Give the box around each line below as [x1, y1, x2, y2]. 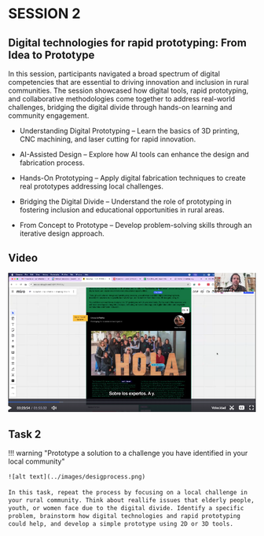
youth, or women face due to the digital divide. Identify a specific [8, 505, 244, 512]
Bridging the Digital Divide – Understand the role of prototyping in [19, 197, 232, 206]
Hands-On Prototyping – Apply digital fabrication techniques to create [19, 174, 246, 182]
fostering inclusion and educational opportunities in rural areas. [19, 205, 225, 215]
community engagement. [8, 111, 90, 120]
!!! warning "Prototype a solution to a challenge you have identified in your [8, 449, 248, 458]
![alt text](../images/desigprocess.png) [8, 473, 146, 481]
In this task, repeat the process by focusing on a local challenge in [8, 489, 247, 497]
